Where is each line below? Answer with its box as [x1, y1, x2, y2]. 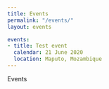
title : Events [7, 10, 49, 18]
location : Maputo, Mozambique [13, 55, 102, 63]
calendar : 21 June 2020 [13, 49, 83, 56]
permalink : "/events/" [7, 17, 74, 24]
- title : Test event [7, 43, 68, 50]
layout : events [7, 23, 52, 30]
